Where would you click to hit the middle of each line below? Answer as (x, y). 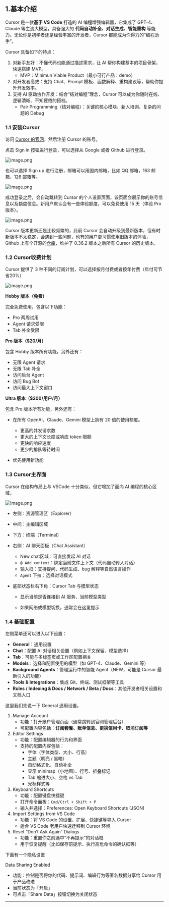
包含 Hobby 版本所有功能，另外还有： (44, 352)
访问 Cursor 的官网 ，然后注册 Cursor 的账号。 (53, 139)
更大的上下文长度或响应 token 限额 (56, 437)
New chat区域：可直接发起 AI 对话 (55, 556)
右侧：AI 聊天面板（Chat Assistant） (50, 545)
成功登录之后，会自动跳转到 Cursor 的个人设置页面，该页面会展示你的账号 (82, 197)
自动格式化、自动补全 (50, 765)
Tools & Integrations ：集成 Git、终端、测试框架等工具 (68, 682)
